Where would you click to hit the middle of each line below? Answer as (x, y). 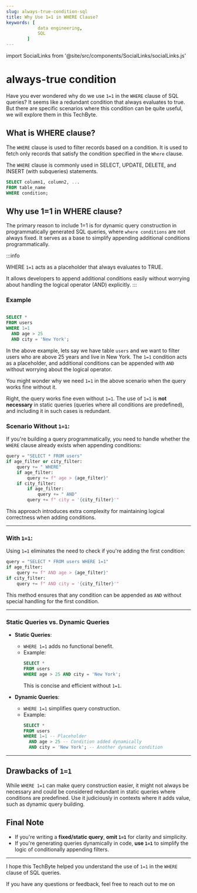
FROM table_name (26, 187)
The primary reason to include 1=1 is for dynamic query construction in (91, 226)
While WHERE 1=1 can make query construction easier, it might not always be (98, 785)
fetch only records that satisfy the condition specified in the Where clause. (95, 153)
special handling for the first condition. (53, 601)
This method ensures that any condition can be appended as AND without (94, 595)
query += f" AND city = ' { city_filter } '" (68, 584)
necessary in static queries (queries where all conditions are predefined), (95, 405)
